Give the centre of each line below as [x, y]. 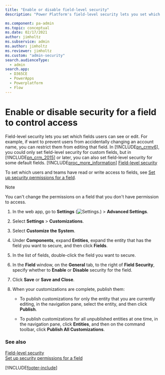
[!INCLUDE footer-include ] [31, 368]
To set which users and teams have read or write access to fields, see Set [80, 172]
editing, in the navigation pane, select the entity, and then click [83, 304]
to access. [16, 202]
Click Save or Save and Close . [43, 280]
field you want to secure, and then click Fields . [60, 245]
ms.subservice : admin [27, 42]
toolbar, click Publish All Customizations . [62, 329]
